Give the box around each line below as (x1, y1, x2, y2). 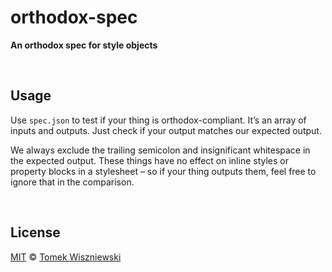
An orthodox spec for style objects (10, 39, 158, 51)
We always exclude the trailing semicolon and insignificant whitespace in (10, 144, 311, 156)
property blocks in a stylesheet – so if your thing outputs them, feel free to (10, 165, 317, 177)
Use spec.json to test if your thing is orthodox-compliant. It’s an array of (10, 114, 307, 126)
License (10, 224, 61, 241)
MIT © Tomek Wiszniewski (10, 251, 122, 263)
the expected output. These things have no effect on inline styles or (10, 154, 289, 166)
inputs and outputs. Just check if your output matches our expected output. (10, 124, 322, 136)
